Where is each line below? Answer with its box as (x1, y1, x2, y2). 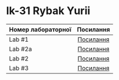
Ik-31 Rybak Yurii (6, 4, 91, 18)
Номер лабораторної (9, 25, 72, 34)
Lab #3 (9, 64, 29, 72)
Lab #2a (9, 45, 32, 53)
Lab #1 (9, 35, 29, 44)
